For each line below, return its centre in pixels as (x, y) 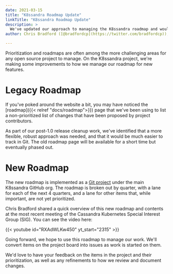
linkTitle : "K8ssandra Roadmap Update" (48, 20)
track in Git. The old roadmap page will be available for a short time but (81, 141)
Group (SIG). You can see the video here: (49, 220)
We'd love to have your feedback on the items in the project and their (79, 254)
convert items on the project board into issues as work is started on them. (84, 245)
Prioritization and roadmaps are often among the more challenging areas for (86, 53)
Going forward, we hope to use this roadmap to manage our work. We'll (81, 239)
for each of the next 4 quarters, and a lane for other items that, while (78, 193)
